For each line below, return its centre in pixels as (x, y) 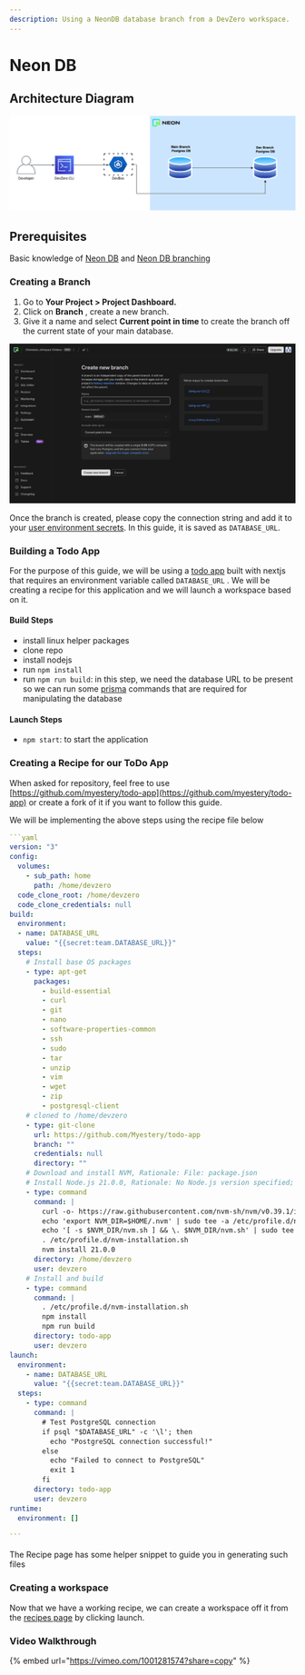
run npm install (53, 670)
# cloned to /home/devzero (77, 1115)
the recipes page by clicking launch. (77, 1617)
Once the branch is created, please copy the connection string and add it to (151, 517)
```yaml (24, 837)
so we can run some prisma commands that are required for (135, 689)
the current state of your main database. (98, 331)
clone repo (43, 651)
